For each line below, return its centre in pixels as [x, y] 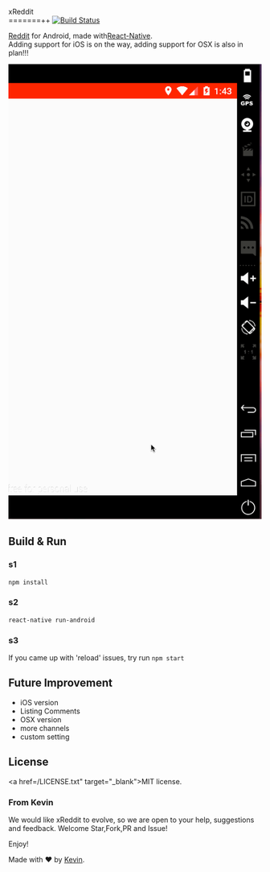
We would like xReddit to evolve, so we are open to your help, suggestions [131, 820]
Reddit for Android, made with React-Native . [80, 36]
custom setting [45, 737]
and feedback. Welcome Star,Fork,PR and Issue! [88, 829]
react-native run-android [51, 620]
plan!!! [19, 53]
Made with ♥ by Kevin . [47, 860]
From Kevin [31, 802]
